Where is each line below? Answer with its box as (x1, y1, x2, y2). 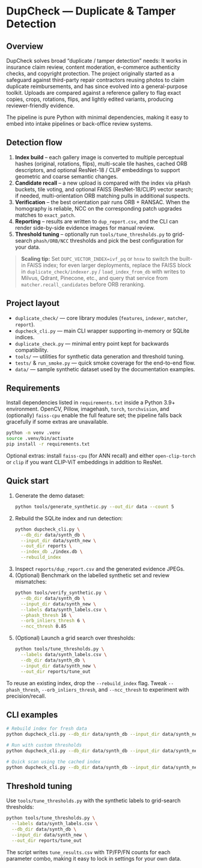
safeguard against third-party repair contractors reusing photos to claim (6, 77, 185, 83)
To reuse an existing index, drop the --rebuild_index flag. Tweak (6, 679, 167, 686)
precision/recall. (6, 692, 46, 700)
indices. (14, 333, 35, 340)
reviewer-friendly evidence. (6, 102, 75, 109)
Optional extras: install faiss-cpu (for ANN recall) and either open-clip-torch (6, 452, 196, 459)
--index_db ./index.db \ (20, 549, 83, 555)
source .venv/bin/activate (6, 436, 74, 442)
